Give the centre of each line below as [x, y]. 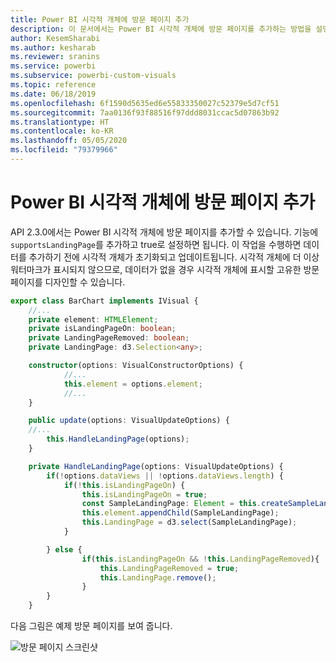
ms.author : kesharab [53, 47]
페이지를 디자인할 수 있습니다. [68, 282]
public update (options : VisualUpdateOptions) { [129, 421]
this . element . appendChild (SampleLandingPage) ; [180, 513]
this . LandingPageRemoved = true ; [169, 568]
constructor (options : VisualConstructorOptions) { [136, 366]
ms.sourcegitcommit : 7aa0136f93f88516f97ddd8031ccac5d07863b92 [145, 112]
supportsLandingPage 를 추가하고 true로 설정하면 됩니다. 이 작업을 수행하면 [156, 244]
